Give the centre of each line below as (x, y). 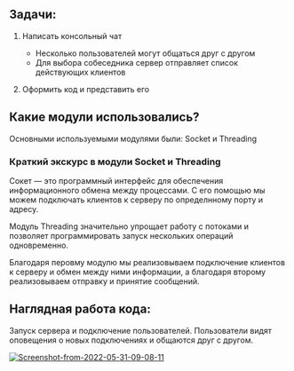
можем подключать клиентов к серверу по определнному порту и (136, 200)
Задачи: (33, 15)
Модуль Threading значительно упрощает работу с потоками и (129, 226)
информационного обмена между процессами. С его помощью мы (137, 190)
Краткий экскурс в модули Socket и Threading (115, 162)
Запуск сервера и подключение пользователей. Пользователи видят (141, 330)
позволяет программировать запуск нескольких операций (121, 235)
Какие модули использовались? (104, 118)
